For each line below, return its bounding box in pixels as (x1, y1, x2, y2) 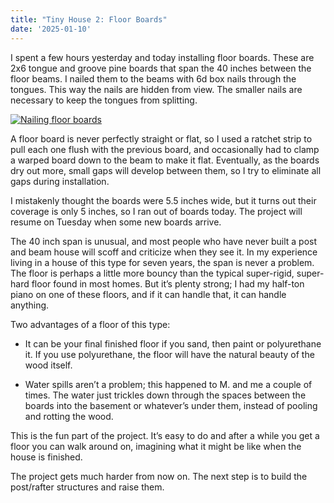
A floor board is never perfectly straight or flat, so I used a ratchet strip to (10, 132, 313, 145)
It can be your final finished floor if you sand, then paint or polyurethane (24, 337, 322, 350)
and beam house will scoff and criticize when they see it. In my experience (10, 246, 318, 258)
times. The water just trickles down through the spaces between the (24, 389, 307, 401)
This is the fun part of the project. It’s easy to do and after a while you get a (10, 429, 320, 441)
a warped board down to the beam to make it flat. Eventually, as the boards (10, 154, 320, 166)
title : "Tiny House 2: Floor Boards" (10, 14, 168, 25)
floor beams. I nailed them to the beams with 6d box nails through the (10, 72, 297, 85)
